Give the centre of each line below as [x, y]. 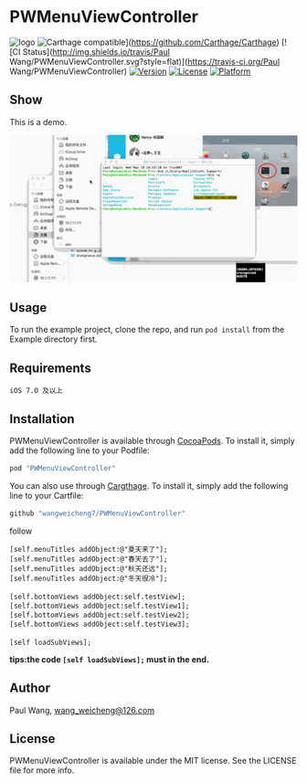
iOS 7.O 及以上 [36, 391]
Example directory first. [53, 339]
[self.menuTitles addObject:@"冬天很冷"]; [89, 578]
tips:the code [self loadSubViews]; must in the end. [110, 659]
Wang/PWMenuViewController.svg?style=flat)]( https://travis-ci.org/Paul [145, 61]
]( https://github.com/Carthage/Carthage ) [203, 42]
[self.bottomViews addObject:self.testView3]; [100, 624]
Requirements [50, 368]
